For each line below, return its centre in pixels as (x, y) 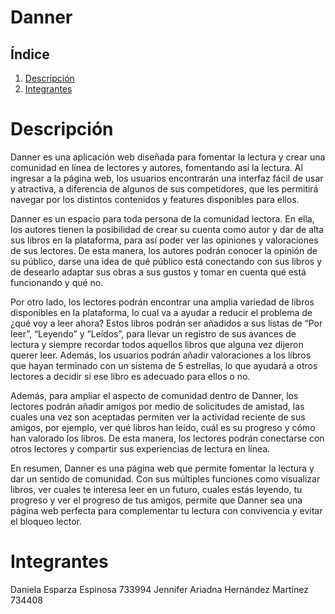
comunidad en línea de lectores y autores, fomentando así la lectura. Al (156, 167)
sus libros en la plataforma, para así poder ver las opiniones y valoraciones (164, 240)
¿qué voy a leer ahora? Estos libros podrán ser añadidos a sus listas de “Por (166, 323)
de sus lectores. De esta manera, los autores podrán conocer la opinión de (164, 250)
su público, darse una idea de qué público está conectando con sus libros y (166, 261)
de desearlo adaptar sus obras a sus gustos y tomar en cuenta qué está (158, 272)
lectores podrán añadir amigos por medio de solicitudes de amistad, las (157, 406)
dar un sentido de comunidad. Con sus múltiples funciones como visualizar (165, 478)
